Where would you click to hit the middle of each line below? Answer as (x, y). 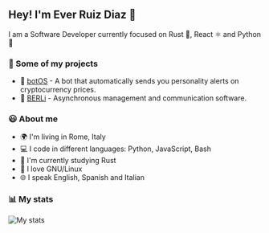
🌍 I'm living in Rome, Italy (63, 137)
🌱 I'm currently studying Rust (68, 161)
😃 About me (33, 119)
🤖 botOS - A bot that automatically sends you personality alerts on (129, 81)
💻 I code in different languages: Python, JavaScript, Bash (115, 149)
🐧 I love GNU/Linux (51, 169)
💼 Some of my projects (53, 63)
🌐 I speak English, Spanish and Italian (82, 178)
